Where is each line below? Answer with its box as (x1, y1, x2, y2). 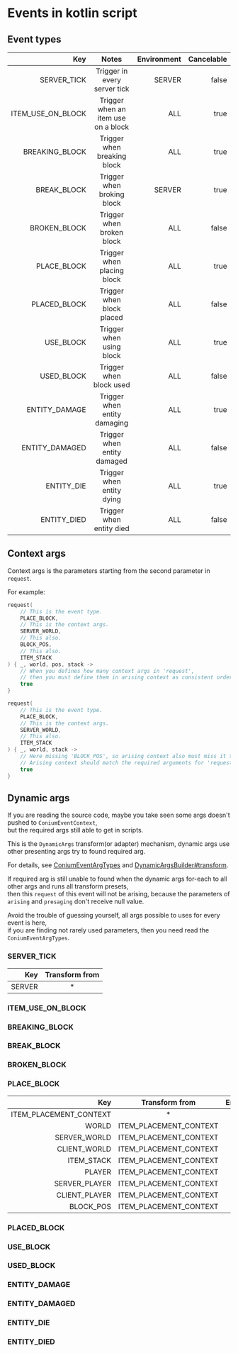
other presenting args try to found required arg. (7, 847, 146, 856)
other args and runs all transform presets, (7, 882, 129, 891)
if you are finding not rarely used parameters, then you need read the (7, 926, 210, 935)
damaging (95, 418, 129, 428)
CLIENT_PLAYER (56, 1190, 112, 1200)
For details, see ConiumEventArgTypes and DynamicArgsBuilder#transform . (7, 861, 229, 869)
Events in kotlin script (7, 5, 137, 21)
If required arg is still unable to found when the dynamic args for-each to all (7, 874, 227, 884)
